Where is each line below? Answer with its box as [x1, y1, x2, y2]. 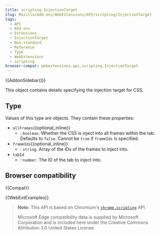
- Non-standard [10, 40, 42, 45]
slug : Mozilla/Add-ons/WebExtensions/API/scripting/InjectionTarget [5, 12, 152, 17]
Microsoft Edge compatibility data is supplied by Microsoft [17, 214, 139, 220]
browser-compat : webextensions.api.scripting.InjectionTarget [5, 63, 138, 68]
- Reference [10, 45, 35, 50]
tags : [5, 17, 17, 22]
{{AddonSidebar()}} [5, 77, 46, 84]
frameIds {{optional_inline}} [12, 140, 68, 146]
